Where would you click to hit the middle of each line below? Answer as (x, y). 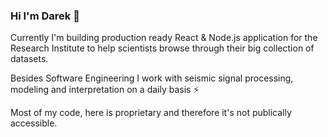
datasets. (29, 59)
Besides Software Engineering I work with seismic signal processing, (152, 78)
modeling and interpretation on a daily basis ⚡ (105, 90)
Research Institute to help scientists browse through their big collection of (162, 48)
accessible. (34, 123)
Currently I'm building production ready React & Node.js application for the (164, 38)
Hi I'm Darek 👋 (45, 16)
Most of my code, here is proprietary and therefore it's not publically (151, 113)
